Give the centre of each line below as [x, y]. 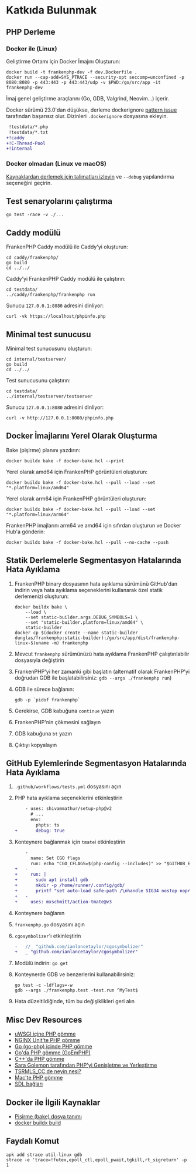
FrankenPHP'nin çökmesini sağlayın [58, 722]
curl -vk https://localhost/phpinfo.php [56, 317]
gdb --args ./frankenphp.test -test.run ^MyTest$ [76, 990]
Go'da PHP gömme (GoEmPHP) [52, 1053]
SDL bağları [28, 1084]
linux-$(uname [32, 643]
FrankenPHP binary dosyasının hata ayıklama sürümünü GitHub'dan [96, 584]
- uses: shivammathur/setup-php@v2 [69, 809]
